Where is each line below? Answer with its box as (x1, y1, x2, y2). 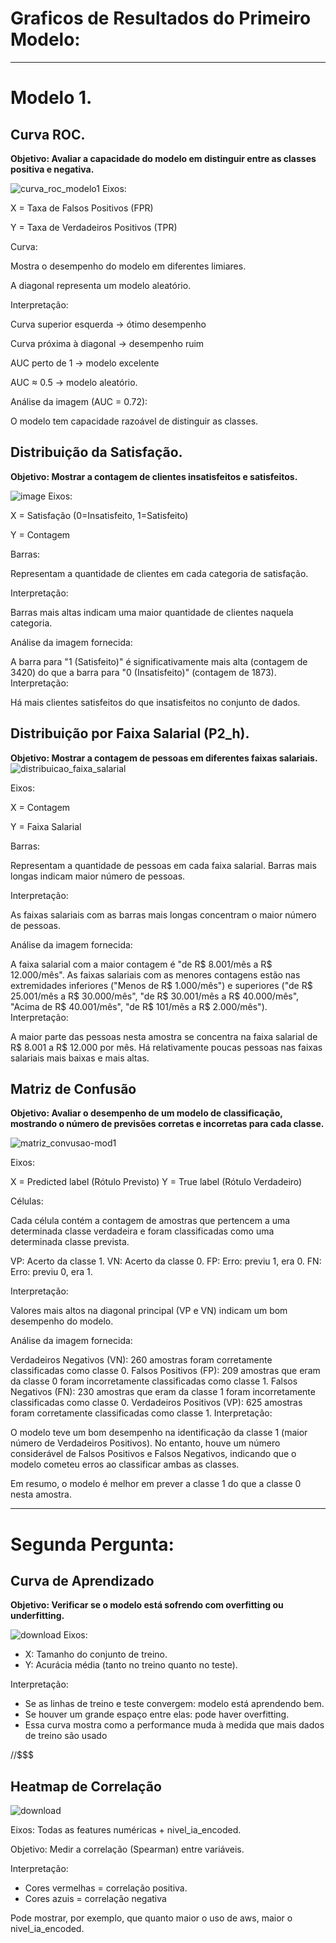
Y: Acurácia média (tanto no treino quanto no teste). (24, 1659, 238, 1671)
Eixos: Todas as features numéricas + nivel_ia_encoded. (10, 1824, 242, 1836)
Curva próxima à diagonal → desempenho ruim (10, 337, 205, 349)
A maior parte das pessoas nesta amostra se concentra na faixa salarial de (10, 1030, 318, 1042)
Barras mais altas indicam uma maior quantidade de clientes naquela (10, 606, 294, 618)
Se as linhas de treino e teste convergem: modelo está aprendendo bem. (24, 1698, 325, 1710)
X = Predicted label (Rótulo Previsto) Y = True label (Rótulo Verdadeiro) (10, 1176, 303, 1188)
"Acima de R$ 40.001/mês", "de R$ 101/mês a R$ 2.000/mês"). (10, 1000, 268, 1012)
